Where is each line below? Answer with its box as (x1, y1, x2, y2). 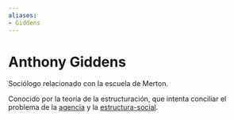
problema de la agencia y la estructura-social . (8, 103, 159, 112)
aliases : (8, 11, 37, 20)
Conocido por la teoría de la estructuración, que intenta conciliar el (8, 94, 227, 103)
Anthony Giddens (8, 53, 127, 71)
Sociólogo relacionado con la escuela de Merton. (8, 79, 169, 88)
